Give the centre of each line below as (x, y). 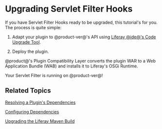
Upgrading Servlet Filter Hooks (69, 9)
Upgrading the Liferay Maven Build (40, 121)
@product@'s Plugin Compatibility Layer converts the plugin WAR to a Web (81, 61)
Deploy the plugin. (30, 51)
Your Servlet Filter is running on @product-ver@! (54, 75)
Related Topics (28, 91)
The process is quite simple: (33, 27)
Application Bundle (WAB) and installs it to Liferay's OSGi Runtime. (72, 66)
